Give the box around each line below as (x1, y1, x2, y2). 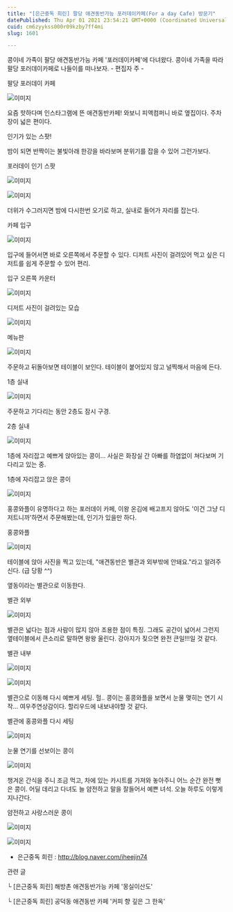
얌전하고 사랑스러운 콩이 (7, 808, 73, 817)
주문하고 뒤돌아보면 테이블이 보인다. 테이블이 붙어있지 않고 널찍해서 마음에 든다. (7, 363, 222, 371)
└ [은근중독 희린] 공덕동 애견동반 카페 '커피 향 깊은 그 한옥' (7, 897, 166, 906)
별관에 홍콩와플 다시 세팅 (7, 717, 74, 725)
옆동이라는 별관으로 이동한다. (7, 581, 85, 590)
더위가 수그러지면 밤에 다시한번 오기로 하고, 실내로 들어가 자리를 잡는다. (7, 206, 200, 214)
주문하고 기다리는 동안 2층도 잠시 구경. (7, 407, 111, 416)
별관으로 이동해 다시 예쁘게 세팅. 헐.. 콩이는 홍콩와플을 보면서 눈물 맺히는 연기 (7, 693, 216, 702)
